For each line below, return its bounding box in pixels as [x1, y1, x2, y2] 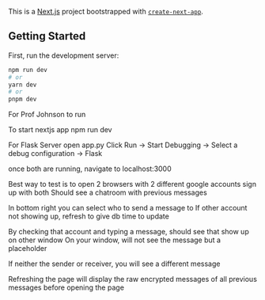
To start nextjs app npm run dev [8, 125, 112, 135]
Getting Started [8, 29, 86, 43]
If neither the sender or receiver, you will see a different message [8, 259, 221, 268]
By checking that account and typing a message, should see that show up [8, 227, 249, 237]
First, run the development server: [8, 51, 119, 60]
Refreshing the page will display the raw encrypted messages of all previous [8, 275, 257, 284]
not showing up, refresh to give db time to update [8, 211, 170, 221]
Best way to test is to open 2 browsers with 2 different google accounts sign [8, 180, 257, 189]
